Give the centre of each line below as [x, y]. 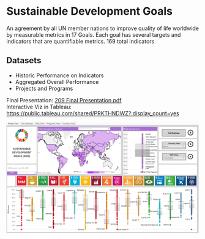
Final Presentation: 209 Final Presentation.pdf [64, 100]
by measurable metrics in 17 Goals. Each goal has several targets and [94, 34]
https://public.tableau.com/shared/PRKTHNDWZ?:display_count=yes [93, 113]
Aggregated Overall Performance [57, 82]
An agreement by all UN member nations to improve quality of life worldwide [103, 28]
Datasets [24, 60]
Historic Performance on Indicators [59, 75]
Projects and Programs [44, 88]
